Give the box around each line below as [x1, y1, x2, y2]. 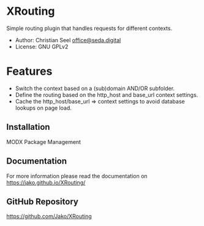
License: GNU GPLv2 [15, 43, 69, 50]
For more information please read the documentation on [6, 172, 148, 179]
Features [6, 64, 53, 78]
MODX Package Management [6, 138, 81, 145]
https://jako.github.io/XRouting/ [6, 179, 86, 186]
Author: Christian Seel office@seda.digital [15, 36, 121, 43]
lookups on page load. [15, 104, 72, 111]
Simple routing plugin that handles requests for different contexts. [6, 24, 173, 32]
